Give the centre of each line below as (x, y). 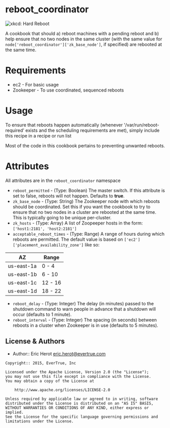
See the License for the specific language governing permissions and (82, 417)
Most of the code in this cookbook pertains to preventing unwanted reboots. (85, 145)
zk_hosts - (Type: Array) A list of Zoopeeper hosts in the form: (78, 223)
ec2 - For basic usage (36, 84)
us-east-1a (22, 266)
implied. (15, 412)
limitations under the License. (39, 421)
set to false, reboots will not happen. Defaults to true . (68, 196)
